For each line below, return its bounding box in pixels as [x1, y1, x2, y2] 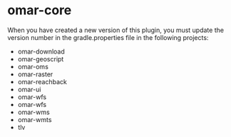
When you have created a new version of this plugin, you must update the [7, 26, 225, 34]
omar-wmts [17, 115, 52, 123]
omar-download [17, 47, 66, 56]
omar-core [7, 2, 72, 19]
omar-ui [17, 85, 41, 93]
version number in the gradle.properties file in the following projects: [7, 33, 209, 41]
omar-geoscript [17, 54, 64, 63]
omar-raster [17, 70, 53, 78]
